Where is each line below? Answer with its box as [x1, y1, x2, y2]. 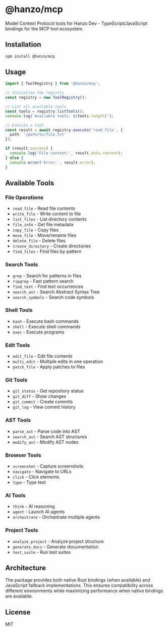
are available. [5, 593, 33, 599]
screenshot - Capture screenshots [12, 463, 84, 469]
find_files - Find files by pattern [12, 248, 82, 255]
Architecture [5, 564, 46, 572]
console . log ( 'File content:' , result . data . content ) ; [10, 151, 123, 156]
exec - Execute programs [12, 329, 65, 335]
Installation [5, 40, 41, 49]
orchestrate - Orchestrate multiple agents [12, 514, 100, 520]
